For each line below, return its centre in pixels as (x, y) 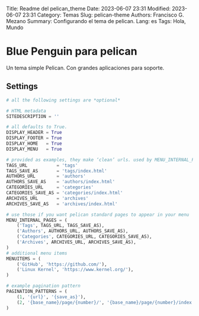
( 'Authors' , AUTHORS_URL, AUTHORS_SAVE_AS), (73, 231)
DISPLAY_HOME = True (34, 143)
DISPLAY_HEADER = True (34, 133)
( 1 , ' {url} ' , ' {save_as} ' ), (51, 297)
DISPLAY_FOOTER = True (34, 138)
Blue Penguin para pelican (72, 51)
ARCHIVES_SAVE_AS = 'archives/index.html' (62, 204)
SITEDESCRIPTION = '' (33, 116)
